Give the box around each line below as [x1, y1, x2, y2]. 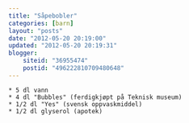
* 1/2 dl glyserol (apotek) [8, 107, 103, 115]
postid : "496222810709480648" [23, 64, 125, 72]
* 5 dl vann [8, 86, 48, 94]
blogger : [8, 49, 38, 57]
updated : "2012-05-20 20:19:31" [8, 42, 117, 50]
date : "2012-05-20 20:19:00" [8, 34, 107, 43]
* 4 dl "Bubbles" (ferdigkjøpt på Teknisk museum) [8, 93, 183, 101]
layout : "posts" [8, 27, 63, 35]
